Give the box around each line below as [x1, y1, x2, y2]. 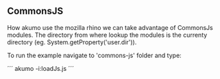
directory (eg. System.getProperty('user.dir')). [7, 37, 137, 46]
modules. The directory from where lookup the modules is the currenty [7, 31, 208, 39]
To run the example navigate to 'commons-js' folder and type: [7, 51, 182, 59]
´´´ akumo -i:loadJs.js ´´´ [7, 64, 74, 72]
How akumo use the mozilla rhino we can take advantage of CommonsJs [7, 23, 214, 31]
